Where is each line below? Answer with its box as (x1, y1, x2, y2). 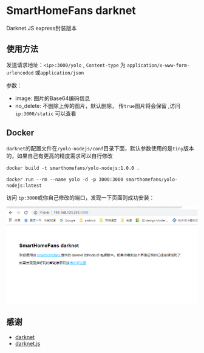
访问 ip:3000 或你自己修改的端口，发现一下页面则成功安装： (6, 193, 155, 201)
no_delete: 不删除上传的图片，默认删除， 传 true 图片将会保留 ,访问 (15, 102, 181, 109)
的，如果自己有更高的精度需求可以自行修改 (6, 152, 113, 160)
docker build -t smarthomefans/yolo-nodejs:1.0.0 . (6, 165, 140, 171)
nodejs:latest (6, 183, 42, 189)
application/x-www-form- (126, 62, 190, 69)
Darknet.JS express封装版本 (6, 24, 77, 32)
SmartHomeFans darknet (6, 4, 137, 18)
